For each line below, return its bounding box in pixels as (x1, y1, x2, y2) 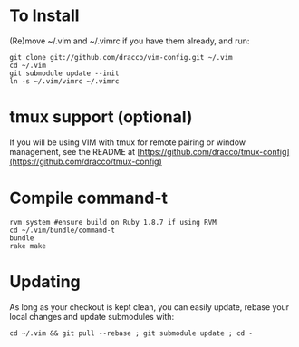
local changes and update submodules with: (9, 311, 175, 322)
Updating (9, 272, 82, 292)
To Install (9, 5, 80, 26)
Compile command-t (9, 188, 169, 208)
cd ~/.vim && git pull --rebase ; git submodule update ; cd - (9, 328, 254, 338)
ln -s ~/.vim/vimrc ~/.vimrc (9, 76, 120, 86)
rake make (9, 241, 47, 250)
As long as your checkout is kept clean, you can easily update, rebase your (9, 301, 290, 313)
